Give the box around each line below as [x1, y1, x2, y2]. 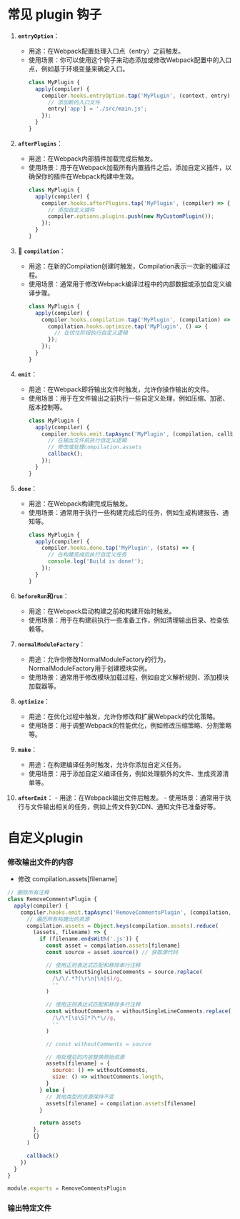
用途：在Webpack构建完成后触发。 [28, 499, 132, 508]
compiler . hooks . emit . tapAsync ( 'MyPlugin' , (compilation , [41, 430, 214, 438]
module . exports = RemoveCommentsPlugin [7, 1185, 126, 1193]
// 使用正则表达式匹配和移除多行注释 [45, 1001, 141, 1008]
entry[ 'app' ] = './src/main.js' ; [47, 105, 148, 113]
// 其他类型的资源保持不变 [45, 1093, 114, 1100]
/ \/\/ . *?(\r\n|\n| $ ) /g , [52, 975, 123, 982]
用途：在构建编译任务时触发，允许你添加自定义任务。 [28, 760, 186, 768]
